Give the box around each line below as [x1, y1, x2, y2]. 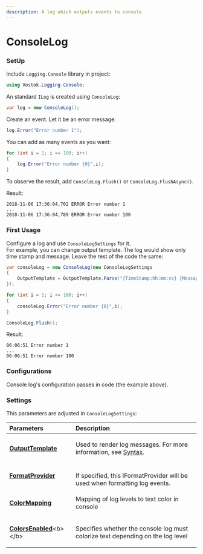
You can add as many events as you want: [6, 138, 111, 145]
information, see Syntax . [75, 448, 145, 456]
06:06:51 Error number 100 [6, 353, 74, 359]
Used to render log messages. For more [75, 440, 188, 449]
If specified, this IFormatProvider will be [75, 472, 188, 480]
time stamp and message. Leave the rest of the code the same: [6, 252, 164, 260]
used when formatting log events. [75, 479, 171, 487]
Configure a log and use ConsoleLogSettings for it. [6, 240, 131, 247]
